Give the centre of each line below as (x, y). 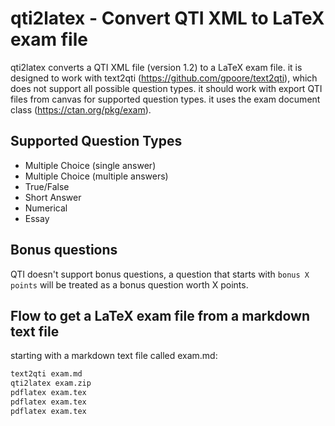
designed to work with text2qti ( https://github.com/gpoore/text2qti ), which (164, 78)
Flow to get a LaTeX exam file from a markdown (160, 315)
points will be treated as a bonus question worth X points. (129, 284)
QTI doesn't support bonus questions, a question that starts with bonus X (160, 274)
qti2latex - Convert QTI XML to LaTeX (167, 18)
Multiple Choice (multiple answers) (96, 176)
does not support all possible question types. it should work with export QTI (166, 88)
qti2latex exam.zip (51, 383)
